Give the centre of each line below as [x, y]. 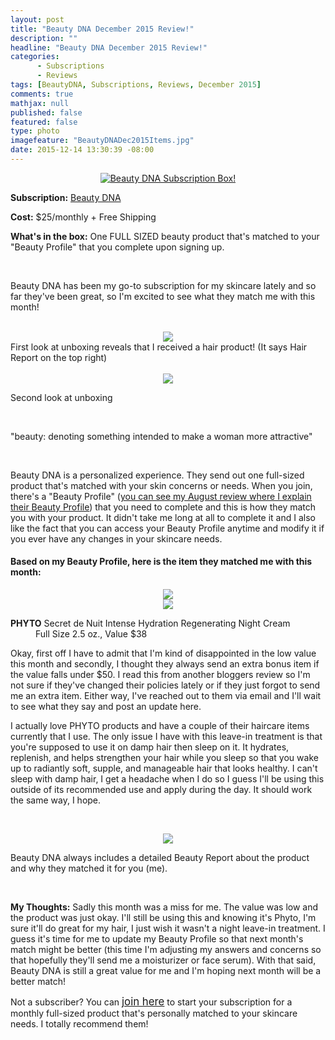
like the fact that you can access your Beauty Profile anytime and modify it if [167, 528]
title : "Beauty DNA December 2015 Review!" [102, 29]
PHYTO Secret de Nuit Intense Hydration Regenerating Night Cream [150, 623]
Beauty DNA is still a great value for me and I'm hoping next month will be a [166, 971]
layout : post [37, 19]
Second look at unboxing [61, 397]
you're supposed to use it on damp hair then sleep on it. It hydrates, [150, 747]
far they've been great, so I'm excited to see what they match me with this [163, 296]
